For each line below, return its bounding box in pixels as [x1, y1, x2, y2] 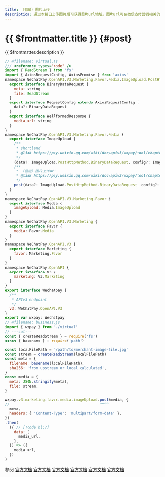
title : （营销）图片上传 [5, 7, 50, 12]
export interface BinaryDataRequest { [9, 82, 89, 87]
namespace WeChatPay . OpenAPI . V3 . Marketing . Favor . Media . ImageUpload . [5, 77, 148, 82]
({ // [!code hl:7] [9, 425, 50, 430]
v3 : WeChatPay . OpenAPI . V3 [9, 306, 63, 311]
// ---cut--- [5, 329, 32, 334]
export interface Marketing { [9, 247, 71, 252]
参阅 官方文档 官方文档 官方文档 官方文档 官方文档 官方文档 [5, 466, 124, 472]
